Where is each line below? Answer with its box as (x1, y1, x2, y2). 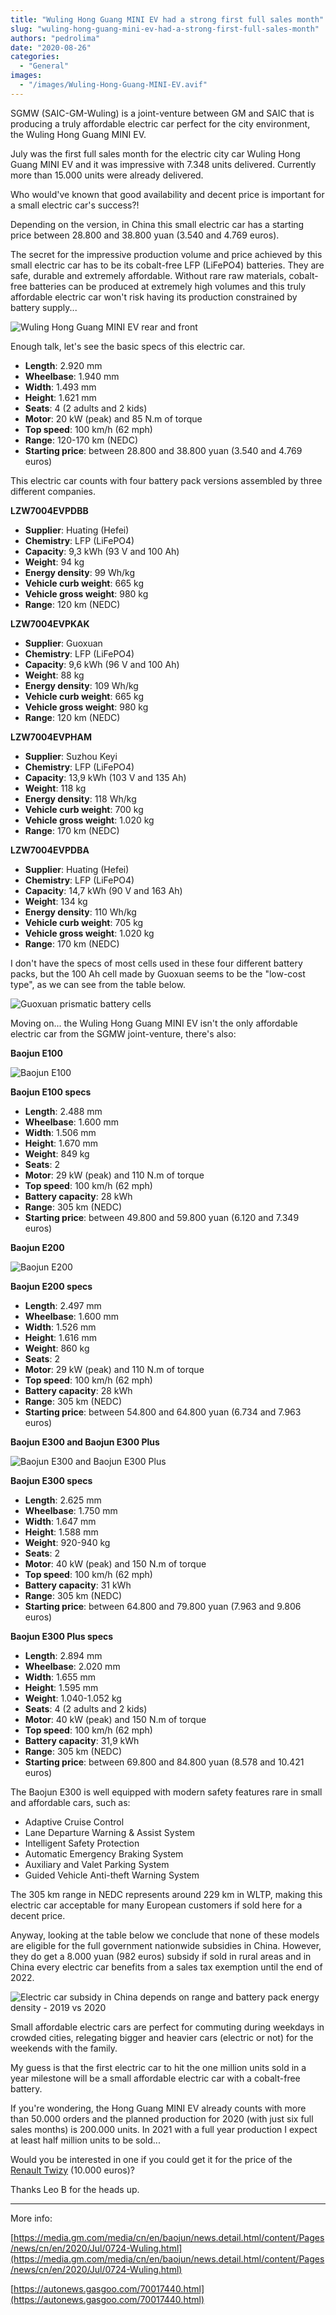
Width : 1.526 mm (24, 1321, 97, 1333)
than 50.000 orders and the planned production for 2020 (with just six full (10, 2112, 314, 2125)
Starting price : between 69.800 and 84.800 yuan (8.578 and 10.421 (24, 1756, 305, 1768)
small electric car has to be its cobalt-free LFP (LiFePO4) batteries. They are (10, 259, 325, 271)
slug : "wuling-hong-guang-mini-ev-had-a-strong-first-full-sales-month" (10, 24, 320, 34)
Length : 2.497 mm (24, 1299, 102, 1311)
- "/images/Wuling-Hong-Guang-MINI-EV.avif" (19, 80, 208, 90)
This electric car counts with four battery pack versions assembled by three (10, 474, 323, 486)
